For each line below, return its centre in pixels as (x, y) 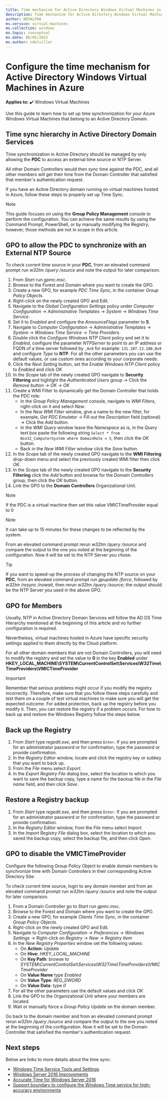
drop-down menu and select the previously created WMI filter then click (86, 459)
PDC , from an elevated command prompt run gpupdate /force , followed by (82, 580)
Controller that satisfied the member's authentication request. (69, 1032)
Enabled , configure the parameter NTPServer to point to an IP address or (87, 343)
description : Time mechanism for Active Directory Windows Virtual (77, 14)
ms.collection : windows (30, 28)
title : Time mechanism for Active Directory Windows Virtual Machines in (83, 10)
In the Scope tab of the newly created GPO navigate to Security (78, 375)
